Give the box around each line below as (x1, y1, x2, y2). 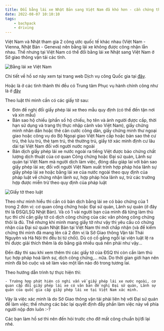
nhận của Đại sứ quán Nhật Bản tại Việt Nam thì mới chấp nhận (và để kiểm (5, 224, 156, 230)
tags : (5, 16, 16, 21)
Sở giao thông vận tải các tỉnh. (5, 54, 66, 60)
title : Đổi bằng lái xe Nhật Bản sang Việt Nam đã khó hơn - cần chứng (5, 7, 154, 12)
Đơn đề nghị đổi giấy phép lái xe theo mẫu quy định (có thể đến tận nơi (12, 107, 155, 113)
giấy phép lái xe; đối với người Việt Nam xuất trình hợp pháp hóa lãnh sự (12, 164, 157, 170)
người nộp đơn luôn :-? (5, 307, 51, 312)
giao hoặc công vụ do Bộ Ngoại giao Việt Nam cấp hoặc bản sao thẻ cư (12, 133, 156, 139)
